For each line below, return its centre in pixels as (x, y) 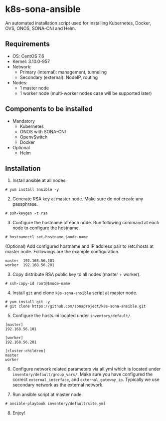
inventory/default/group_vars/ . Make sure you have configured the (83, 374)
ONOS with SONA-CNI (43, 131)
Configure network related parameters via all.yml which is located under (86, 369)
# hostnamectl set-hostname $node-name (47, 237)
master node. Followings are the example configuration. (62, 252)
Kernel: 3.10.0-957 (31, 61)
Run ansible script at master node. (48, 395)
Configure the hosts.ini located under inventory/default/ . (72, 316)
